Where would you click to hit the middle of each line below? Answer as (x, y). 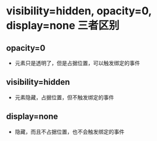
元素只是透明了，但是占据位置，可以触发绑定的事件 (77, 63)
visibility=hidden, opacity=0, (79, 11)
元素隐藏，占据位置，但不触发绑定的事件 (64, 97)
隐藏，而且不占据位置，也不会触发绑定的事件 (70, 131)
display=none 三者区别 (63, 26)
